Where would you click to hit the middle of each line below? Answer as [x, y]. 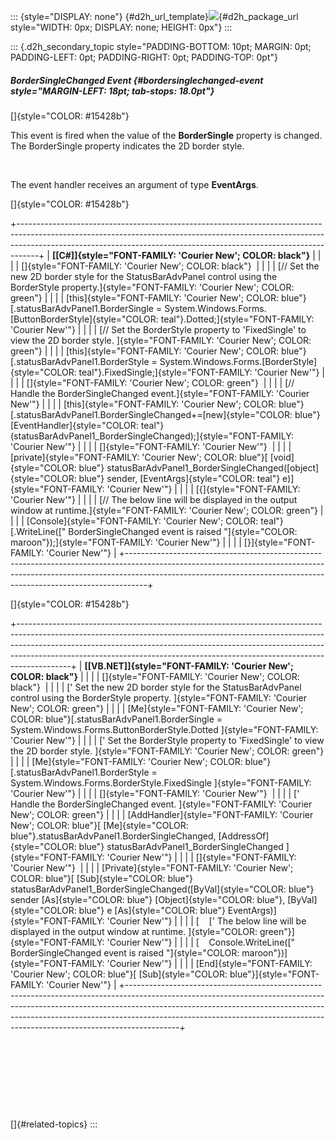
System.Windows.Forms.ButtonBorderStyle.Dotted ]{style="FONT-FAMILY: [164, 729]
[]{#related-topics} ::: [54, 1124]
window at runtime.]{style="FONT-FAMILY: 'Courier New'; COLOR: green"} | [167, 510]
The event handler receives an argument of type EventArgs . [134, 184]
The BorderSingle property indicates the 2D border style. [127, 146]
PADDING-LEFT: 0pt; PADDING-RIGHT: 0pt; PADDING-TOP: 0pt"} [144, 57]
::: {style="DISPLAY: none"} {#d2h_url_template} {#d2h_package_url [154, 16]
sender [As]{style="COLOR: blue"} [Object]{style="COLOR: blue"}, [148, 899]
